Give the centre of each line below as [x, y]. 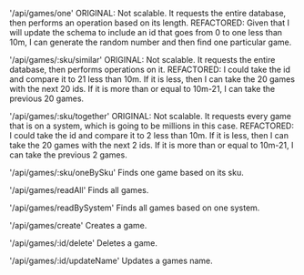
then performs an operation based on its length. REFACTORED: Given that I [149, 23]
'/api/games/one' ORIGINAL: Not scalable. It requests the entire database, [148, 13]
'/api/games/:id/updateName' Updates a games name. [111, 260]
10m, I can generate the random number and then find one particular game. [151, 42]
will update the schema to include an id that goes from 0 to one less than [146, 32]
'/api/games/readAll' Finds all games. [79, 190]
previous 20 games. [47, 98]
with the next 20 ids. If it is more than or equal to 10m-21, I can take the [142, 89]
